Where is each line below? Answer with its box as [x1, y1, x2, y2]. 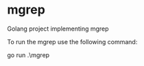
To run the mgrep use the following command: [7, 37, 138, 46]
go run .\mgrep [7, 50, 50, 59]
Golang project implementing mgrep [7, 24, 109, 33]
